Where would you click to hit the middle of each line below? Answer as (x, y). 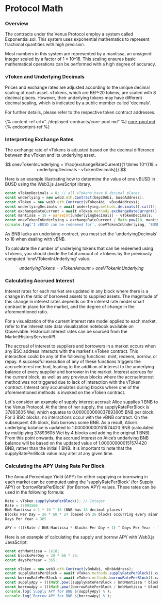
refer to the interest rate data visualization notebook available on (69, 326)
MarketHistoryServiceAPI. (31, 337)
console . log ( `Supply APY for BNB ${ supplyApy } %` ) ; (58, 591)
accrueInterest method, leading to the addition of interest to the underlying (80, 367)
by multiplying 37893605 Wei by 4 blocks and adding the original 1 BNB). (78, 433)
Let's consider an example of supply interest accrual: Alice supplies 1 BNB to (81, 402)
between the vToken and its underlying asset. (50, 155)
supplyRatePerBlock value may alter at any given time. (59, 454)
